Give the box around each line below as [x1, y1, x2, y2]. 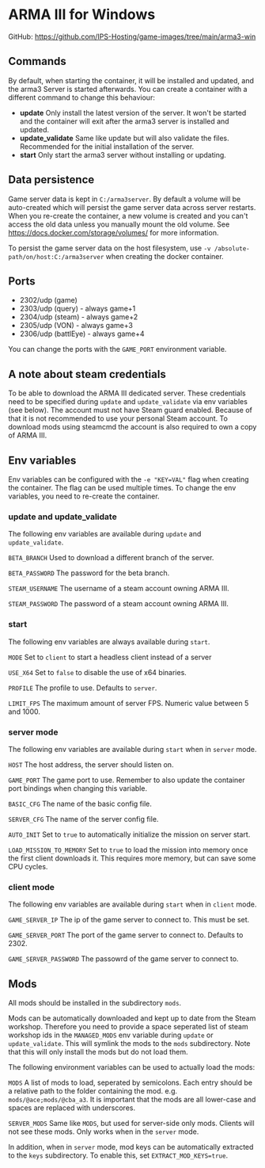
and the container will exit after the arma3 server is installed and [19, 116, 229, 126]
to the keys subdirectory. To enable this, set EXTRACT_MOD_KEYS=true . [8, 1151, 228, 1160]
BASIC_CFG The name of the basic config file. [8, 799, 152, 808]
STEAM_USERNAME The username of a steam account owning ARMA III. [8, 584, 229, 594]
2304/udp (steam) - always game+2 [19, 312, 138, 322]
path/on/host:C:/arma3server [8, 253, 104, 261]
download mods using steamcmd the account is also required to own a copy [8, 422, 257, 432]
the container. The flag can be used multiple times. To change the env [8, 483, 237, 492]
